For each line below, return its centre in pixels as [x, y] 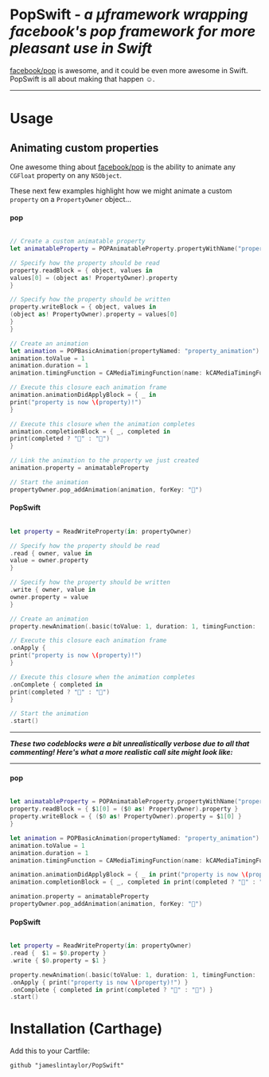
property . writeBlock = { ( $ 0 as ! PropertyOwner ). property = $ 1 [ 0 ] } [126, 817]
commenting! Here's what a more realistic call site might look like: [121, 752]
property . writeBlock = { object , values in [83, 307]
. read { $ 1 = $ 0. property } [58, 953]
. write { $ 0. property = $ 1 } [58, 960]
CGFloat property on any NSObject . [66, 175]
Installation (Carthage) [86, 1029]
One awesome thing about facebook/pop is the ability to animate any [123, 167]
